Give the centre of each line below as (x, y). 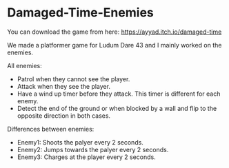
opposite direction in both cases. (64, 116)
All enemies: (25, 65)
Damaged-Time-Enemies (80, 13)
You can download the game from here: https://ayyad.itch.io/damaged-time (114, 32)
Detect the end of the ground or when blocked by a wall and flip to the (117, 108)
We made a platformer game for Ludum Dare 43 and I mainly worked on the (114, 45)
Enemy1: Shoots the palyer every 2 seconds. (80, 142)
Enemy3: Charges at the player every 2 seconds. (87, 157)
